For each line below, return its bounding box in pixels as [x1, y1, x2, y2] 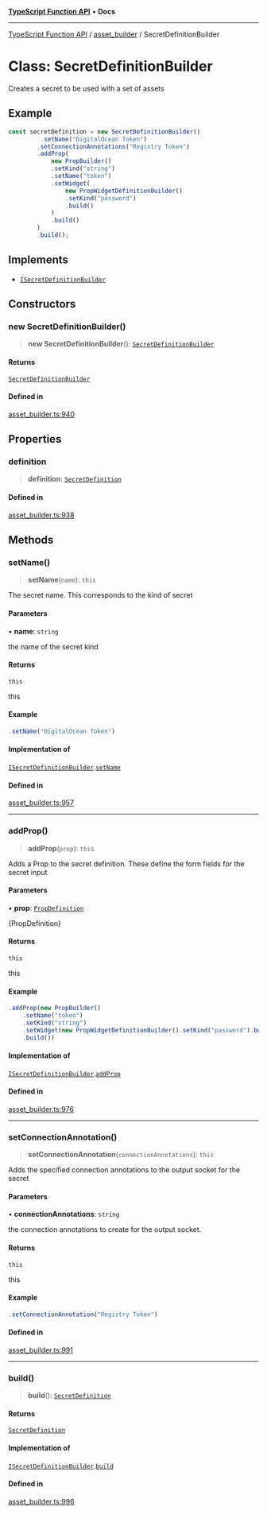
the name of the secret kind [8, 641, 99, 651]
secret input [8, 867, 48, 877]
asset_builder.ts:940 [8, 409, 75, 419]
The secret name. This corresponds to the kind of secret [8, 590, 193, 600]
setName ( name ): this [27, 575, 97, 585]
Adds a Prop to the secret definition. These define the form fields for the [8, 858, 245, 869]
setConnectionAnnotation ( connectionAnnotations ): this [27, 1150, 215, 1160]
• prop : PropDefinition [8, 903, 84, 912]
